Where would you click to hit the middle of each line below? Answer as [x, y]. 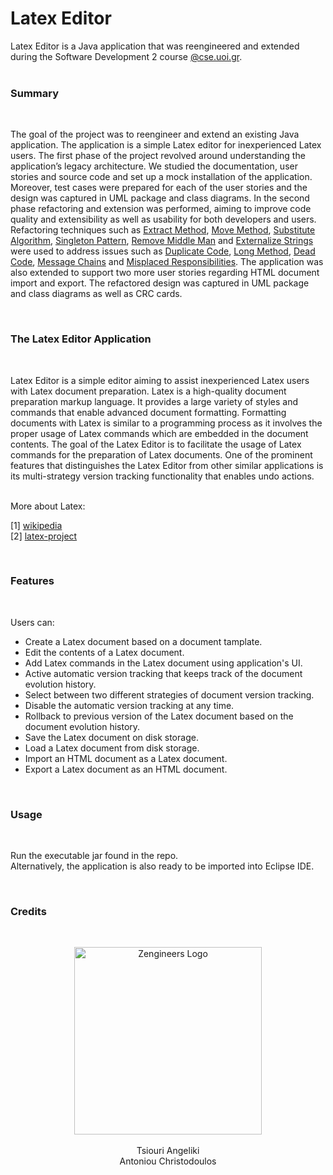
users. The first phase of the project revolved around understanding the [158, 156]
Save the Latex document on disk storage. [111, 737]
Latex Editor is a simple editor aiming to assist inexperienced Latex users [160, 380]
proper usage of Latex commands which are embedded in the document [159, 433]
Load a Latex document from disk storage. [112, 748]
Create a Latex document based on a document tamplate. [143, 641]
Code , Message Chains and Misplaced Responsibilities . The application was [167, 262]
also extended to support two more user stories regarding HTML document [165, 273]
